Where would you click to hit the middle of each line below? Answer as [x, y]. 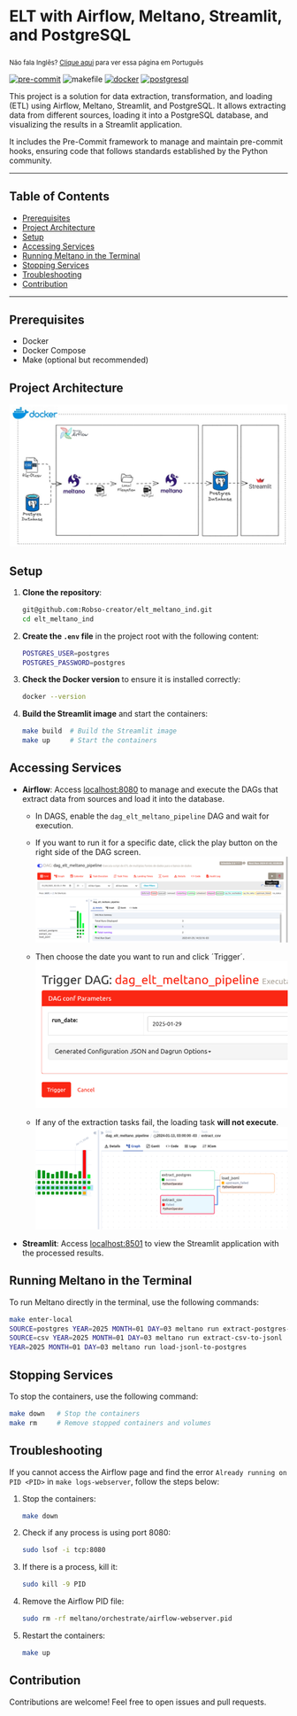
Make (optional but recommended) [85, 360]
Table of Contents [60, 197]
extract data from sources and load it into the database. [123, 798]
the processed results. [63, 1253]
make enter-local [41, 1319]
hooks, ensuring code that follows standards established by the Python [138, 151]
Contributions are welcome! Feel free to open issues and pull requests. [138, 1702]
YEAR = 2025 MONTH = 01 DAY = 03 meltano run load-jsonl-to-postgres [128, 1347]
